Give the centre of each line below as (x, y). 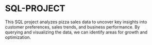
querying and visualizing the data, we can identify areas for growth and (76, 32)
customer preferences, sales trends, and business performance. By (72, 27)
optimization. (18, 37)
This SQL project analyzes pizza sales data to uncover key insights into (76, 22)
